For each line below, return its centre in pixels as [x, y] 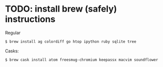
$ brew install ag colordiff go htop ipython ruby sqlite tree [71, 42]
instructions [30, 19]
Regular [13, 33]
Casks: [12, 51]
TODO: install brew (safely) [61, 9]
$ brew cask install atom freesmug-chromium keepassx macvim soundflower [82, 60]
